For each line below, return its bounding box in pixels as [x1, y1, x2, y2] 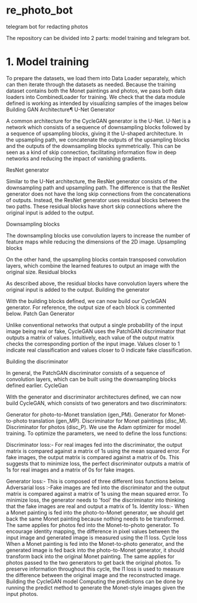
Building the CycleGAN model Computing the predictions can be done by [6, 578, 183, 585]
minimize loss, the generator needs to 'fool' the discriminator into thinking [6, 496, 185, 503]
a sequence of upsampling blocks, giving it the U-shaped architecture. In [6, 130, 183, 137]
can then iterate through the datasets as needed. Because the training [6, 81, 176, 88]
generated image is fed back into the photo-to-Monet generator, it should [6, 546, 185, 553]
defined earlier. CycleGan [6, 381, 68, 389]
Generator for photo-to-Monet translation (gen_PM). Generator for [6, 411, 167, 418]
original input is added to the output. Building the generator [6, 286, 150, 293]
